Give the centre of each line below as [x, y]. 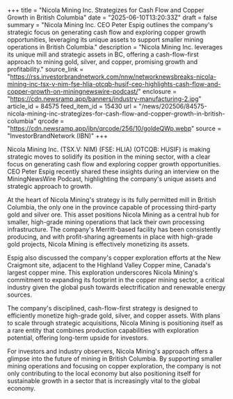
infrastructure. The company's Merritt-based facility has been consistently [114, 229]
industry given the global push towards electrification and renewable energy [116, 287]
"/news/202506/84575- [173, 106]
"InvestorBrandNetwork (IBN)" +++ [58, 136]
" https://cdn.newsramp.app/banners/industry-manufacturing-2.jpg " [104, 99]
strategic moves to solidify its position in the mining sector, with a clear [109, 157]
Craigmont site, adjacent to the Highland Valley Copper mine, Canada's [109, 265]
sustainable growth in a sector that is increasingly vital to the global [104, 381]
